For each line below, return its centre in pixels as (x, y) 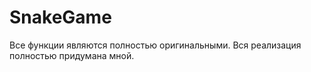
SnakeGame (60, 17)
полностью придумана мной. (72, 55)
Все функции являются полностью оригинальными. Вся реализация (155, 45)
